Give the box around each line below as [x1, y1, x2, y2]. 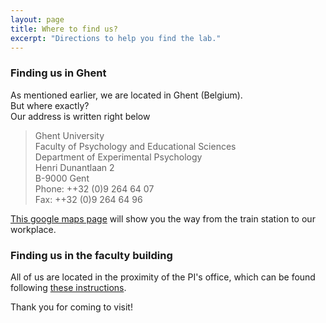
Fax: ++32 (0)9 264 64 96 [34, 193, 143, 205]
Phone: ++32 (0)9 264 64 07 [34, 182, 155, 195]
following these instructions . [10, 281, 127, 293]
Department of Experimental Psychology [34, 151, 203, 163]
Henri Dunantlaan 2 [34, 161, 115, 173]
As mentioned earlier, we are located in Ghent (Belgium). [10, 89, 243, 101]
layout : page [10, 14, 65, 25]
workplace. [10, 223, 57, 235]
